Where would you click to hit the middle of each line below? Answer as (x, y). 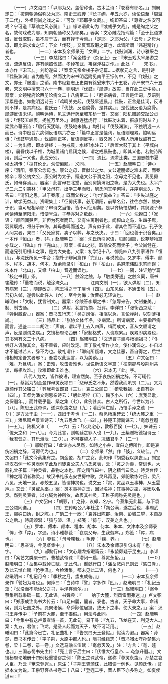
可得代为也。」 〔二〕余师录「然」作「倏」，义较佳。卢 (95, 451)
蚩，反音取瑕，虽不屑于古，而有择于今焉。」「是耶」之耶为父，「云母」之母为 (83, 39)
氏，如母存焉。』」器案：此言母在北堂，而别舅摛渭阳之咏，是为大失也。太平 (82, 182)
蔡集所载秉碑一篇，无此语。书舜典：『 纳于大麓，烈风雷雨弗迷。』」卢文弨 (83, 595)
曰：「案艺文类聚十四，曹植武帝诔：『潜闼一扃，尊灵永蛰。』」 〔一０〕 (83, 558)
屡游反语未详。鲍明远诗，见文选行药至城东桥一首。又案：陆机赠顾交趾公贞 (82, 114)
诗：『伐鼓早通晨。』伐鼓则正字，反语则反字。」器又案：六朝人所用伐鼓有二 (81, 139)
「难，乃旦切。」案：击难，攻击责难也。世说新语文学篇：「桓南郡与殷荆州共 (82, 364)
